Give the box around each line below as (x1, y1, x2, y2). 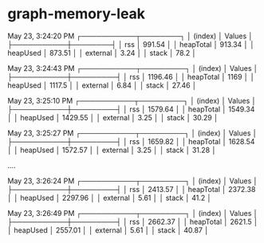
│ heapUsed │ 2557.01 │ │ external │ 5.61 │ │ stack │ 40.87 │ (7, 225, 209, 235)
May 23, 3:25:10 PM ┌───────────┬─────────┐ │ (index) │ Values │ (7, 96, 257, 105)
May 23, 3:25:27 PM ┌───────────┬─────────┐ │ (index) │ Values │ (7, 128, 258, 138)
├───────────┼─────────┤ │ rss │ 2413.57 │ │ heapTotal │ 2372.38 (7, 184, 256, 194)
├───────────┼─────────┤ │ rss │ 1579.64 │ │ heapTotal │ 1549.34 (7, 104, 255, 114)
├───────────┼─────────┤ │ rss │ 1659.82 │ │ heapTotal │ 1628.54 (7, 136, 255, 146)
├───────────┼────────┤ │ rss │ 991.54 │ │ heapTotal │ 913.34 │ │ (7, 39, 255, 49)
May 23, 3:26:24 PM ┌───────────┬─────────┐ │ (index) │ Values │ (7, 176, 258, 186)
